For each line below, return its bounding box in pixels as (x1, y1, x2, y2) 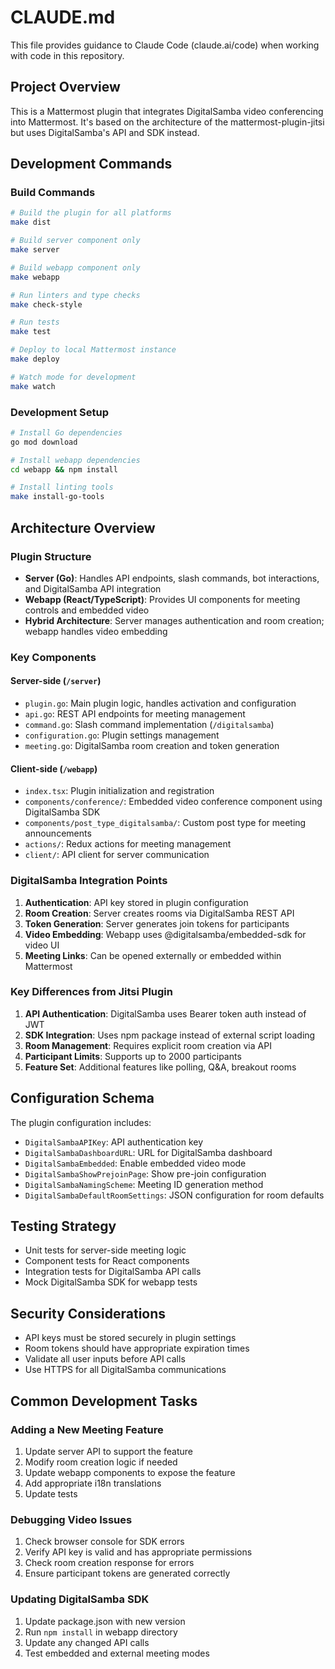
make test (10, 327, 52, 337)
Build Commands (10, 186, 96, 200)
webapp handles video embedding (24, 625, 168, 637)
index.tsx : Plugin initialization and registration (24, 785, 215, 797)
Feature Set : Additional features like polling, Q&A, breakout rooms (24, 1061, 297, 1073)
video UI (24, 939, 60, 951)
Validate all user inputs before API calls (24, 1353, 186, 1365)
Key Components (10, 650, 97, 664)
